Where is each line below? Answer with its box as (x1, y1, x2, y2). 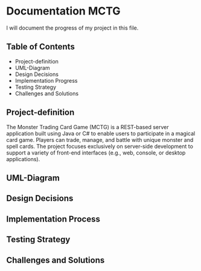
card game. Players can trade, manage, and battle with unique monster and (6, 136, 194, 143)
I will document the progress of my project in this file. (6, 24, 139, 31)
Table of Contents (6, 42, 75, 52)
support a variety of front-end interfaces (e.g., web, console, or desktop (6, 149, 186, 156)
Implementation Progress (14, 77, 78, 84)
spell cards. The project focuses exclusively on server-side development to (6, 142, 193, 150)
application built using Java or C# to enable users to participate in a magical (6, 130, 196, 137)
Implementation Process (6, 214, 101, 224)
